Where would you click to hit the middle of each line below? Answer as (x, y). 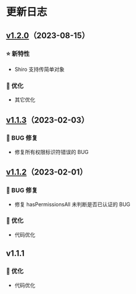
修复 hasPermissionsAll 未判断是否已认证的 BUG (72, 204)
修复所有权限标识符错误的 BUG (51, 152)
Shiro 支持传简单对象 (39, 69)
